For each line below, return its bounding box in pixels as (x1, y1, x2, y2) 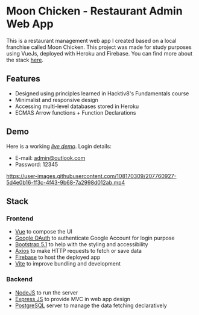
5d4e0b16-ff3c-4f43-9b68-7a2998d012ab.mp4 (6, 179, 125, 186)
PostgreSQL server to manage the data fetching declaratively (14, 302, 167, 309)
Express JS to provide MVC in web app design (14, 295, 131, 302)
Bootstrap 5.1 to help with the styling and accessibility (14, 241, 148, 248)
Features (6, 74, 40, 84)
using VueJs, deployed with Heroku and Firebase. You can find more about (6, 49, 193, 57)
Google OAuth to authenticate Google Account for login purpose (14, 234, 175, 242)
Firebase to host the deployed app (14, 253, 101, 261)
